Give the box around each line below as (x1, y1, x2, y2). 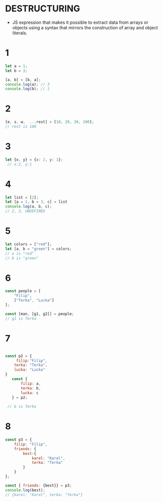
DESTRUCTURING (5, 3, 80, 14)
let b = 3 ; (5, 68, 28, 73)
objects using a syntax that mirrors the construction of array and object (12, 24, 158, 30)
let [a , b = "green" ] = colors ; (5, 246, 72, 251)
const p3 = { (5, 437, 32, 443)
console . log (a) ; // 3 (5, 82, 50, 87)
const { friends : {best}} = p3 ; (5, 483, 72, 488)
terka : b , (20, 386, 41, 390)
